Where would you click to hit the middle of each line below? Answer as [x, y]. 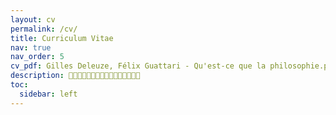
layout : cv [33, 19]
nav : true [31, 47]
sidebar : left [48, 94]
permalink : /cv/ [44, 29]
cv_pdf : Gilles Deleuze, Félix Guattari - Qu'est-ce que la [138, 66]
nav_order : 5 [37, 57]
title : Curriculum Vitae [62, 38]
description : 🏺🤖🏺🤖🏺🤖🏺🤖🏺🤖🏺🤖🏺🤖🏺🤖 [75, 76]
